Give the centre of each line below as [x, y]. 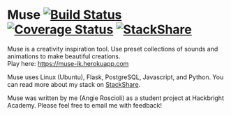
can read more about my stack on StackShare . [74, 84]
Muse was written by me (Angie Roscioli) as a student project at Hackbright [116, 98]
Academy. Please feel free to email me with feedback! [85, 105]
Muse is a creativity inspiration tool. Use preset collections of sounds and [113, 49]
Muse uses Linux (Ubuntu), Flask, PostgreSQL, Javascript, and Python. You [115, 77]
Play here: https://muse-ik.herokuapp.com [68, 63]
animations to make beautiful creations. [64, 56]
